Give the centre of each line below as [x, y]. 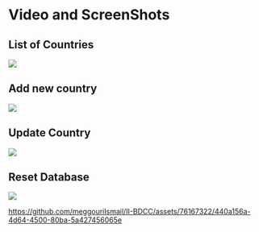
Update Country [50, 133]
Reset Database [49, 178]
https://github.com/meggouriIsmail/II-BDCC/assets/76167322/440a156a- [129, 212]
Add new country [53, 89]
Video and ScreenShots [89, 15]
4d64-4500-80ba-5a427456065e [65, 220]
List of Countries [51, 45]
